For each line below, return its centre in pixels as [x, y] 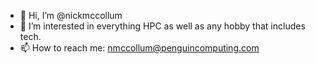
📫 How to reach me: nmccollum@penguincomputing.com [139, 48]
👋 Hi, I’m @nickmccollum [71, 15]
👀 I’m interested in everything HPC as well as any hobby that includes [162, 26]
